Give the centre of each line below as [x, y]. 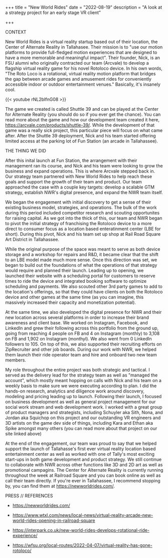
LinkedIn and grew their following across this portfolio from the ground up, [82, 328]
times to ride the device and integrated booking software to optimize [76, 281]
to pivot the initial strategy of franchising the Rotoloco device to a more [78, 223]
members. [16, 360]
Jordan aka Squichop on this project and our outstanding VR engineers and [83, 418]
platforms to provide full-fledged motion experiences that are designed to [81, 52]
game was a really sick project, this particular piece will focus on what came [84, 130]
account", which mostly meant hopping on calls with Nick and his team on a [83, 380]
